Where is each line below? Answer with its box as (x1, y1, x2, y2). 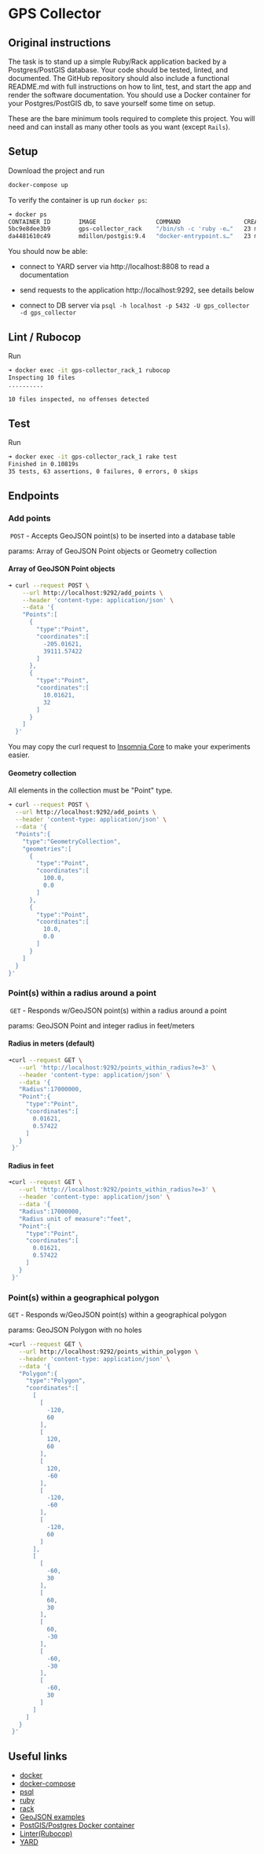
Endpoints (8, 489, 60, 503)
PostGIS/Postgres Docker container (19, 1821, 135, 1830)
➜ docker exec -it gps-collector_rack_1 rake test (8, 453, 178, 461)
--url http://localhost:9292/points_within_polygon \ (18, 1348, 199, 1356)
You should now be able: (8, 247, 88, 256)
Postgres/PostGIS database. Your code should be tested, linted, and (8, 65, 229, 75)
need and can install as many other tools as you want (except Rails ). (8, 123, 230, 131)
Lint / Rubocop (8, 330, 81, 344)
